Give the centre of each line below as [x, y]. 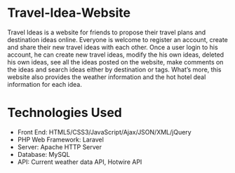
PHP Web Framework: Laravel [60, 139]
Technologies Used [65, 113]
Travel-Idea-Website [69, 13]
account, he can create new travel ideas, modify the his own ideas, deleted [116, 55]
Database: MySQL [43, 154]
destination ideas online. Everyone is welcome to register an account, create [117, 39]
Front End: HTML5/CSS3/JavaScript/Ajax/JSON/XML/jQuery [104, 132]
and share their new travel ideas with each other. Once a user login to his [113, 47]
